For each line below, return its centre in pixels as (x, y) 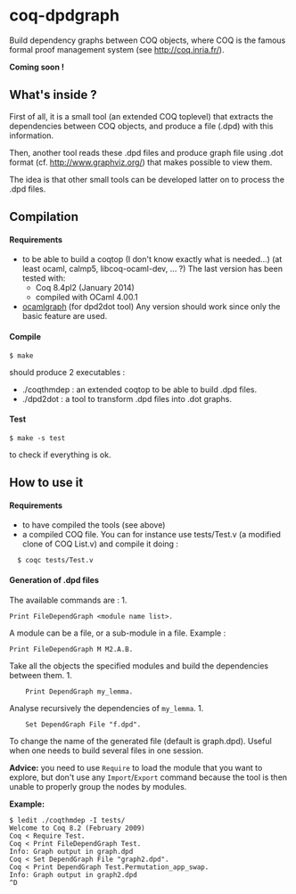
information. (32, 135)
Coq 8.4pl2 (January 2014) (85, 288)
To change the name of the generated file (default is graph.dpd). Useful (140, 741)
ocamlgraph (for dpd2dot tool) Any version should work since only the (151, 307)
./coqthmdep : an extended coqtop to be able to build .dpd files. (139, 390)
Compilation (44, 217)
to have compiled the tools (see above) (94, 525)
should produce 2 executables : (67, 372)
